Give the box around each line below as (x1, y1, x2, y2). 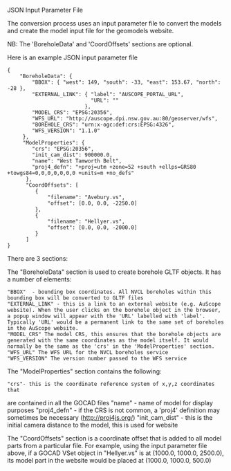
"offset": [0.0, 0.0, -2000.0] (47, 224, 138, 231)
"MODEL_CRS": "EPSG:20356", (32, 109, 113, 116)
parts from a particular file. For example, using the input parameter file (7, 442, 207, 450)
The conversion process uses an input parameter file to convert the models (7, 19, 222, 27)
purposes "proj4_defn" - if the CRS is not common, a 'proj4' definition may (7, 406, 220, 414)
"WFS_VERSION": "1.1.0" (32, 127, 100, 134)
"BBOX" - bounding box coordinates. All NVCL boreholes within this (7, 288, 212, 295)
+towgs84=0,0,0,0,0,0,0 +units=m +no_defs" (7, 169, 135, 176)
